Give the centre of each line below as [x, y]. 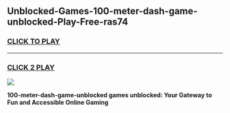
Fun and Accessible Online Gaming [58, 102]
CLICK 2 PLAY [31, 67]
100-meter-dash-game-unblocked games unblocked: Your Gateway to [110, 95]
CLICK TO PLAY [34, 42]
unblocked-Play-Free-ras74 [68, 22]
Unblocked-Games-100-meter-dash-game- [102, 11]
